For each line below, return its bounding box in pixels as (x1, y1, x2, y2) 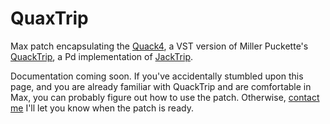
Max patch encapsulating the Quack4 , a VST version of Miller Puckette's (10, 40, 309, 52)
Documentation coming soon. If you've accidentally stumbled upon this (10, 70, 304, 82)
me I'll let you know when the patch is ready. (10, 102, 194, 114)
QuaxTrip (10, 7, 89, 30)
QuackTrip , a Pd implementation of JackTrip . (10, 50, 193, 62)
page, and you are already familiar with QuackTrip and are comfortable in (10, 80, 312, 92)
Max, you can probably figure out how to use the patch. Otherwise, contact (10, 91, 320, 103)
